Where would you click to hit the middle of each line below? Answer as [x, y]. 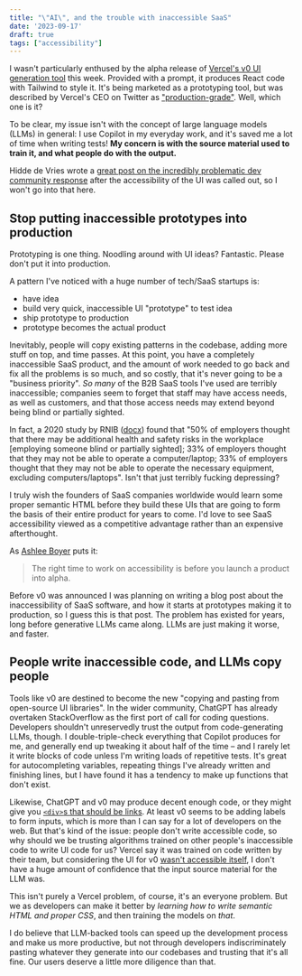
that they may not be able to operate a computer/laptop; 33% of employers [149, 459]
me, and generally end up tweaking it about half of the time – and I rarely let [150, 746]
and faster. [29, 634]
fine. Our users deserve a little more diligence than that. [113, 962]
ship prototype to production [75, 318]
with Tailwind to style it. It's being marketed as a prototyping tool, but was [146, 88]
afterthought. [34, 534]
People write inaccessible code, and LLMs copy [146, 662]
